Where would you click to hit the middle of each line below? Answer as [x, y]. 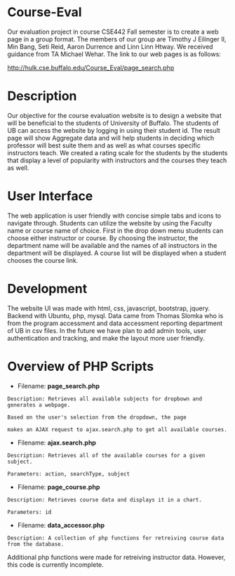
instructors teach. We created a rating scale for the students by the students [117, 152]
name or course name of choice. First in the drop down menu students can [115, 230]
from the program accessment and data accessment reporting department [115, 323]
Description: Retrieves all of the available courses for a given [106, 455]
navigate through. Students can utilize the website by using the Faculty [110, 223]
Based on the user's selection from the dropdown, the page [97, 417]
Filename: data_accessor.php [61, 525]
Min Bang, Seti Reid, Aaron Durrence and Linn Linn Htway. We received [110, 46]
